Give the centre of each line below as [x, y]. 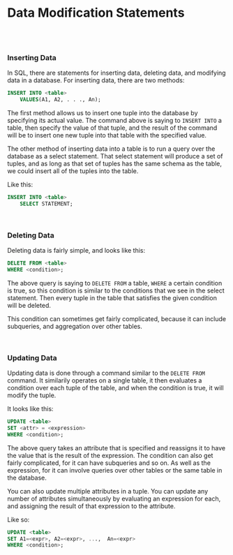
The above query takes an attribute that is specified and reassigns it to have [116, 447]
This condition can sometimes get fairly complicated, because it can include [117, 318]
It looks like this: [30, 409]
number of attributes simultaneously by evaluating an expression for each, [114, 498]
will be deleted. [29, 305]
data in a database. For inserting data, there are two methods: [96, 80]
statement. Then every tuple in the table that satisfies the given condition [112, 297]
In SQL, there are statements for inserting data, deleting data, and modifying [116, 73]
